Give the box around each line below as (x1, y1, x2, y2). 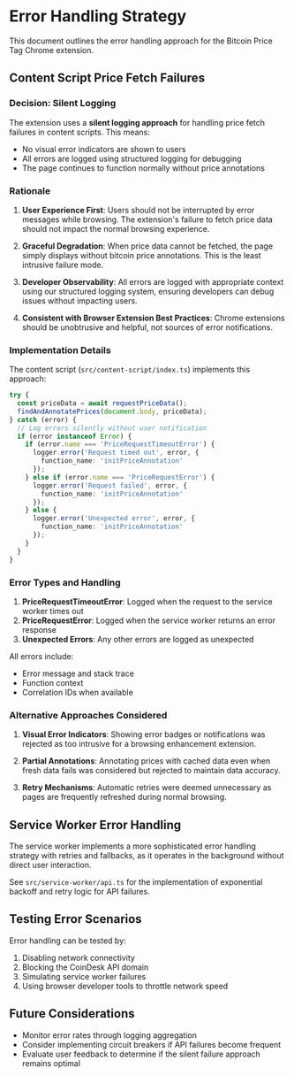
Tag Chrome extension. (9, 44, 94, 55)
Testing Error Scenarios (9, 911, 143, 926)
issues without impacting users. (21, 295, 139, 306)
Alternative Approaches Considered (9, 709, 168, 721)
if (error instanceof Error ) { (17, 432, 132, 441)
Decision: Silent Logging (9, 97, 117, 110)
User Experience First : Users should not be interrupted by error (21, 204, 255, 215)
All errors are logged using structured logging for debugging (21, 153, 242, 164)
